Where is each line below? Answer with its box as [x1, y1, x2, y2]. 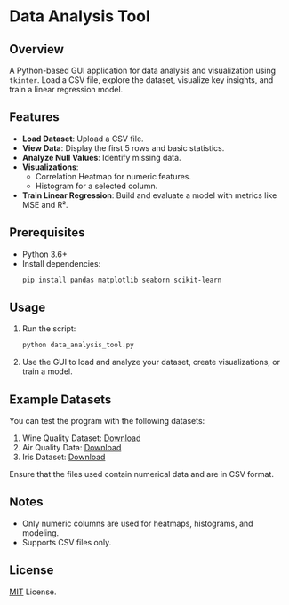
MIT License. [9, 586, 57, 597]
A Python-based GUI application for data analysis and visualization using [9, 65, 277, 76]
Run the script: [21, 323, 76, 334]
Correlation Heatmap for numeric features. [35, 171, 192, 181]
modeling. [21, 527, 60, 538]
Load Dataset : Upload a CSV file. [21, 133, 144, 144]
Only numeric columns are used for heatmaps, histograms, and [21, 518, 253, 529]
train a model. [21, 366, 73, 377]
